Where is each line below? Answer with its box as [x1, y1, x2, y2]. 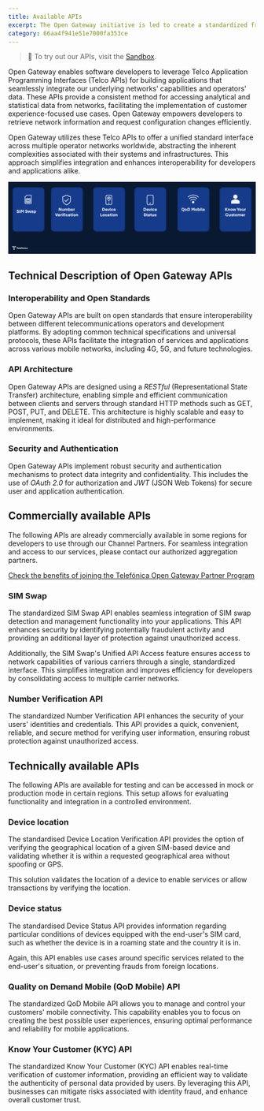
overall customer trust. [8, 1095, 81, 1105]
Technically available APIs [8, 759, 140, 773]
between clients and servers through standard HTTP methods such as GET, [8, 398, 253, 408]
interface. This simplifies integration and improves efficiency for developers [8, 665, 253, 674]
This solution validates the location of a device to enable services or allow [8, 875, 247, 885]
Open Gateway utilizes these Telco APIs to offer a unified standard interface [8, 132, 254, 142]
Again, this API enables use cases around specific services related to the [8, 953, 244, 962]
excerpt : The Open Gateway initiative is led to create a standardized [8, 21, 247, 29]
